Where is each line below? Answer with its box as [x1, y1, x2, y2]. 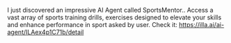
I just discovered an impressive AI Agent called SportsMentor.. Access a [7, 6, 214, 14]
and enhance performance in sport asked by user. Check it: [7, 21, 177, 28]
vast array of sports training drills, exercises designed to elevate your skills [7, 13, 222, 21]
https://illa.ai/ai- [178, 21, 225, 28]
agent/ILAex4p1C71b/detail [7, 28, 84, 36]
